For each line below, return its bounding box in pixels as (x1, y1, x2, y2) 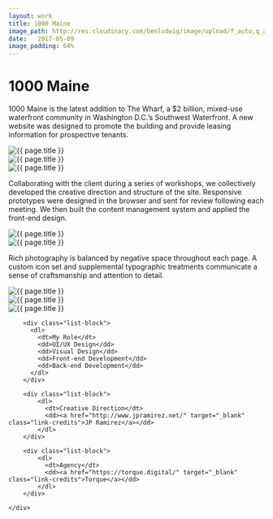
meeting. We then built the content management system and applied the (8, 205, 250, 214)
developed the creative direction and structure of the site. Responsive (8, 188, 242, 197)
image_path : (8, 27, 49, 35)
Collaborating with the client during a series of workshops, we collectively (8, 179, 256, 188)
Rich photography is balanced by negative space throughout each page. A (8, 253, 258, 263)
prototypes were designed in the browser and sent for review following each (8, 196, 264, 205)
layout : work (8, 11, 53, 20)
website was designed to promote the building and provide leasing (8, 121, 232, 131)
